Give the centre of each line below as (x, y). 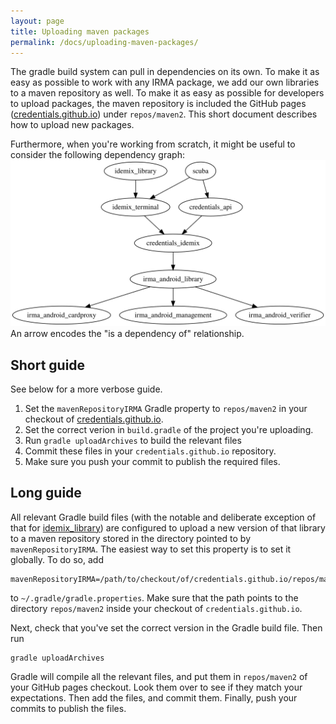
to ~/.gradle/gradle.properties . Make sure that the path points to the (154, 597)
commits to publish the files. (68, 708)
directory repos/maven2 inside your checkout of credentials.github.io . (156, 608)
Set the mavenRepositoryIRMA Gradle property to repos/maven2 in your (166, 408)
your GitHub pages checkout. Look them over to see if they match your (156, 687)
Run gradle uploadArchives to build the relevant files (133, 440)
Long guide (46, 493)
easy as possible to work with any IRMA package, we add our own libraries (165, 82)
